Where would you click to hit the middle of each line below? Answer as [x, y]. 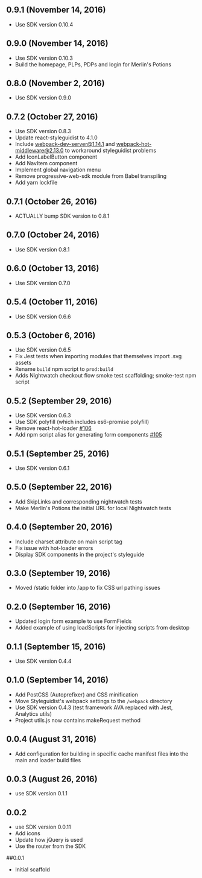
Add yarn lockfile [36, 183]
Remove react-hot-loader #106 [53, 428]
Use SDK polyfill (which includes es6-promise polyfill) [82, 422]
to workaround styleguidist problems [111, 151]
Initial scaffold [32, 870]
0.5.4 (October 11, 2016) [52, 302]
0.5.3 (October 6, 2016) [51, 335]
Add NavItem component [46, 163]
